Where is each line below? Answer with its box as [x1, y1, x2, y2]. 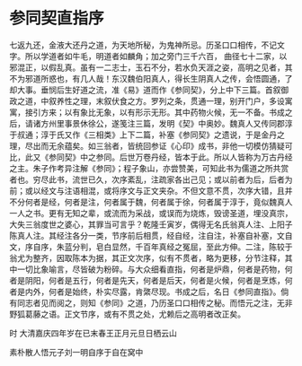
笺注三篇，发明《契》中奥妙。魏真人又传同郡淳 [119, 118, 293, 128]
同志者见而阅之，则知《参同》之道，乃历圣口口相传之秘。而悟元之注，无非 [16, 297, 293, 308]
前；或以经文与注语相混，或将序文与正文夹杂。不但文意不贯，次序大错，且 [9, 185, 285, 196]
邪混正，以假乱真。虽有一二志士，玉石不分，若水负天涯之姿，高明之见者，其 [9, 62, 293, 73]
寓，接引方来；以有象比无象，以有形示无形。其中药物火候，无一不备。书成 [9, 107, 285, 118]
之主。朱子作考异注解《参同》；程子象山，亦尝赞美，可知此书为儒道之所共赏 [9, 162, 289, 173]
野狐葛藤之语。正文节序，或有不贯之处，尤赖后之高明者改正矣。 [9, 309, 245, 319]
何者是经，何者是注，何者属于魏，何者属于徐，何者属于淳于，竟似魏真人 [24, 196, 293, 207]
